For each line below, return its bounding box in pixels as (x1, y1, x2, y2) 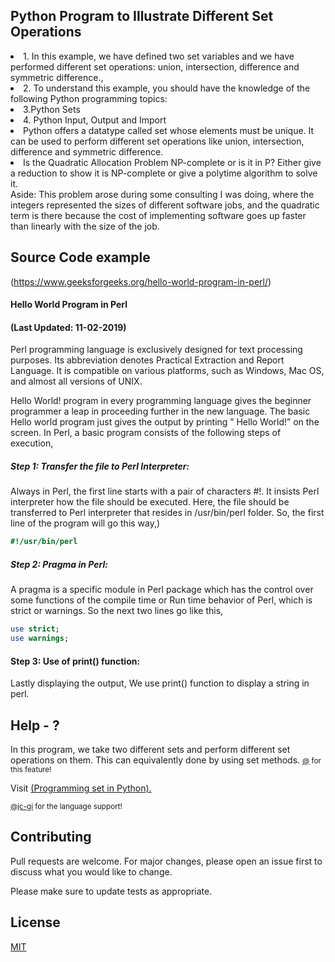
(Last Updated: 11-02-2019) (10, 321, 127, 333)
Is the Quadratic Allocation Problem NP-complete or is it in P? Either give (23, 156, 322, 168)
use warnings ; (10, 634, 70, 644)
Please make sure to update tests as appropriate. (10, 885, 213, 897)
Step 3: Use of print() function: (10, 655, 141, 667)
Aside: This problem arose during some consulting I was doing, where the (10, 188, 315, 200)
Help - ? (10, 717, 60, 734)
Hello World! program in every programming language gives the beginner (10, 395, 312, 407)
